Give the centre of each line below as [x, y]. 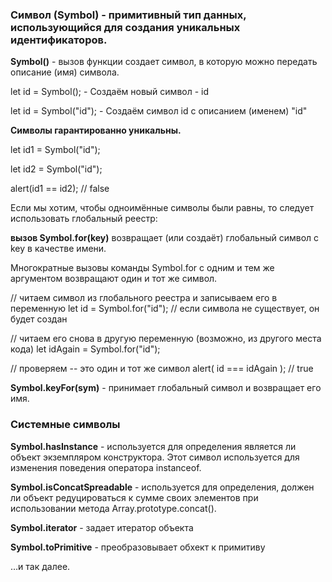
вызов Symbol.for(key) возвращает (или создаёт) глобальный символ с [165, 238]
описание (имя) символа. [65, 72]
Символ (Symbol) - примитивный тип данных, [128, 15]
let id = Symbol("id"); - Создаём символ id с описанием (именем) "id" [159, 111]
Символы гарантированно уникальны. [96, 130]
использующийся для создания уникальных [125, 27]
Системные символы [65, 425]
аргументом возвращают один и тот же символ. [114, 279]
